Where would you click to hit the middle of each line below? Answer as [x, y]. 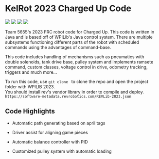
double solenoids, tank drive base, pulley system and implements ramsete [79, 62]
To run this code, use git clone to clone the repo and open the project [77, 81]
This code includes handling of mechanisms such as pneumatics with [75, 57]
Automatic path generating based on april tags [59, 123]
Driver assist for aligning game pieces [50, 132]
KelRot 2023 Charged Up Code [68, 8]
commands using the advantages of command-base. [58, 47]
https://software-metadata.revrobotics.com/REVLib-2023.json [68, 96]
